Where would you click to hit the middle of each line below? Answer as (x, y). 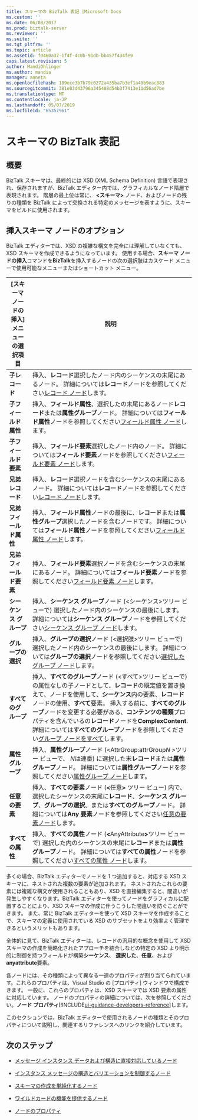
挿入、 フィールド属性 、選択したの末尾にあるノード (103, 404)
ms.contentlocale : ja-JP (37, 99)
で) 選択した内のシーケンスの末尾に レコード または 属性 (108, 843)
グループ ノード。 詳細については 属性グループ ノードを (106, 768)
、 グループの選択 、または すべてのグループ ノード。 (108, 806)
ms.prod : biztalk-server (37, 28)
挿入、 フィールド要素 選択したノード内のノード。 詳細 (107, 446)
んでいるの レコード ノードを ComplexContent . (125, 721)
